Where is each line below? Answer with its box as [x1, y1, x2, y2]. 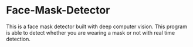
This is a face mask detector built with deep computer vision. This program [6, 23, 188, 30]
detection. [6, 35, 31, 42]
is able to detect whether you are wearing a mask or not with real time [6, 29, 175, 36]
